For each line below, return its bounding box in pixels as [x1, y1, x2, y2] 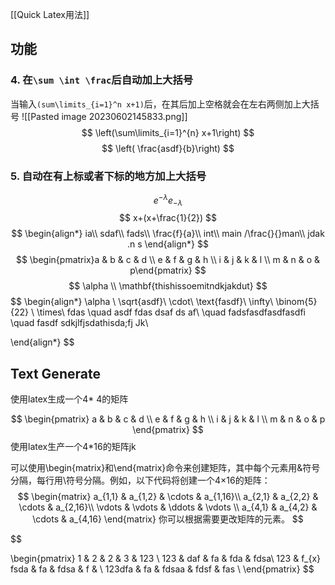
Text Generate [10, 365, 101, 382]
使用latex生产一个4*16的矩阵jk [10, 441, 137, 453]
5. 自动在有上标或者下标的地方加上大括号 [10, 169, 207, 183]
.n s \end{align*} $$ [127, 238, 209, 250]
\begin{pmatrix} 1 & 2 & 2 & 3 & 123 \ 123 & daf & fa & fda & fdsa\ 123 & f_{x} [10, 553, 322, 565]
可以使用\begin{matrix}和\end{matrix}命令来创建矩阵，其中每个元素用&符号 [10, 462, 321, 474]
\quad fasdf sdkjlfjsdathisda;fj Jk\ [10, 317, 149, 329]
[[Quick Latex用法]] [10, 9, 90, 20]
